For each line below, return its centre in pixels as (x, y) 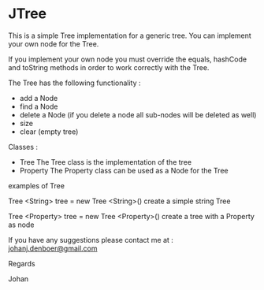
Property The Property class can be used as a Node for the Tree (124, 170)
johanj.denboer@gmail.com (53, 248)
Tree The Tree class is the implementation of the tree (105, 162)
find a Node (39, 106)
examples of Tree (37, 185)
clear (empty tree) (49, 132)
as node (21, 225)
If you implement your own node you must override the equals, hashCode (127, 59)
